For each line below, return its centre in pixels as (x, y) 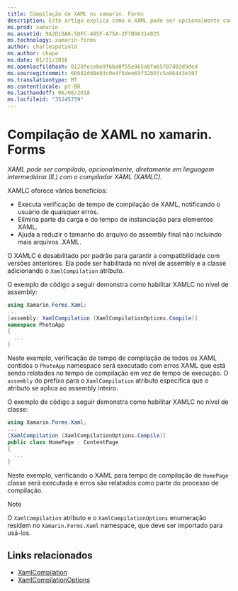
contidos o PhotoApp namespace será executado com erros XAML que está (117, 366)
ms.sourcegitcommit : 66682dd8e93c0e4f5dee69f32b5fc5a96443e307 (103, 73)
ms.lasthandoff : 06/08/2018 (49, 93)
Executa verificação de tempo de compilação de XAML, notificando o (119, 204)
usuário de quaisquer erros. (58, 212)
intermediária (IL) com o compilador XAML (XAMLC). (85, 176)
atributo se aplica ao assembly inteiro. (63, 388)
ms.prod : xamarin (33, 27)
